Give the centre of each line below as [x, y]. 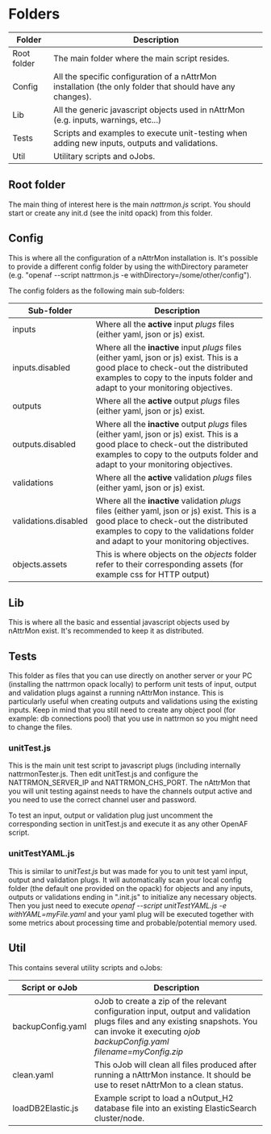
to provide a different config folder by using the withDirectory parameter [128, 266]
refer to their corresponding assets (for [169, 564]
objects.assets [40, 564]
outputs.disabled [44, 444]
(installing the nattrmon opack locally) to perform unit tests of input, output [132, 684]
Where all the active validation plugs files [174, 477]
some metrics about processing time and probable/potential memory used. [133, 923]
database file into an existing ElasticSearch [175, 1108]
